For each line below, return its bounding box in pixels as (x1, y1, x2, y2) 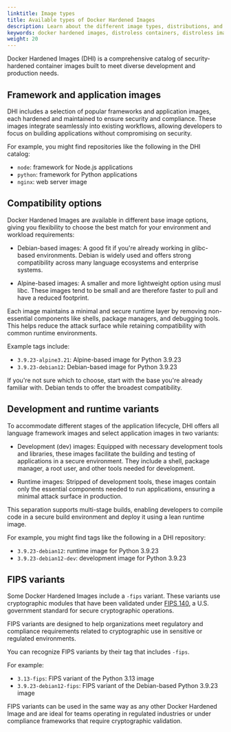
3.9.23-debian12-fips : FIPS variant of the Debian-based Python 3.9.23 (16, 682, 219, 690)
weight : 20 (7, 36, 38, 43)
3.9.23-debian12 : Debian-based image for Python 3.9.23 (16, 362, 177, 371)
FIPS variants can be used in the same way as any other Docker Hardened (7, 702, 218, 711)
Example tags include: (7, 342, 70, 351)
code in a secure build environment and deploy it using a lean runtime (7, 513, 205, 521)
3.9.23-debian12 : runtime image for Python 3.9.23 (16, 546, 159, 555)
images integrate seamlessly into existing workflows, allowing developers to (7, 122, 222, 130)
